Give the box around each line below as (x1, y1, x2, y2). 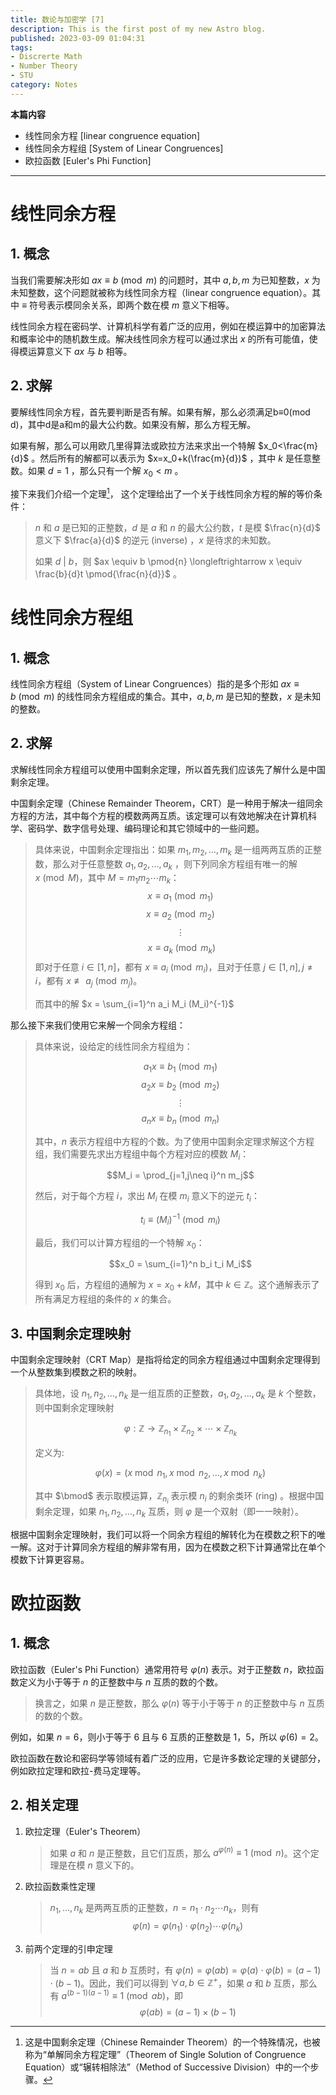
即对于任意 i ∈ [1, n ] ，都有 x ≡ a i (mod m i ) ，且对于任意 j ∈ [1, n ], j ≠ (34, 961, 313, 975)
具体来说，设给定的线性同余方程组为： (34, 1041, 193, 1053)
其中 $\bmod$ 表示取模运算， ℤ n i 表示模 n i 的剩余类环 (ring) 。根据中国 (34, 1489, 325, 1505)
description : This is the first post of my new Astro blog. (10, 24, 267, 34)
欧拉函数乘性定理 (24, 1881, 96, 1893)
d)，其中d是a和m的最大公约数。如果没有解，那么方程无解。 (10, 418, 257, 430)
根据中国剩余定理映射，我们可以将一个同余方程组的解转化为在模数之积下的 (10, 1528, 317, 1540)
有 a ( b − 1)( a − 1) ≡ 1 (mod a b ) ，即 (49, 1988, 184, 2002)
